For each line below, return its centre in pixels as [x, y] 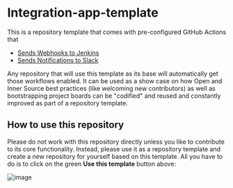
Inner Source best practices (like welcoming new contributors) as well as [111, 88]
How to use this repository [66, 125]
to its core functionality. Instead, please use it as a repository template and [114, 149]
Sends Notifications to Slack [58, 60]
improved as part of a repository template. [68, 103]
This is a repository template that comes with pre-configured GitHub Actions [117, 32]
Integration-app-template [83, 13]
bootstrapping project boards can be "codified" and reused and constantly [114, 96]
